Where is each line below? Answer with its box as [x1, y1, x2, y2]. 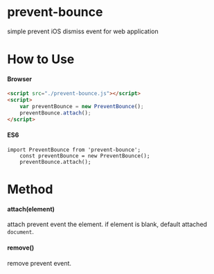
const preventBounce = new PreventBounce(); [19, 152, 150, 160]
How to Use [7, 51, 75, 67]
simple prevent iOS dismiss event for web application [7, 27, 159, 35]
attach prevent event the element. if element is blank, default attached [7, 220, 208, 229]
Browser [7, 74, 33, 83]
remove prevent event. [7, 259, 71, 267]
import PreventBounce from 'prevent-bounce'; [7, 146, 141, 153]
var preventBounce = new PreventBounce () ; [19, 103, 144, 110]
